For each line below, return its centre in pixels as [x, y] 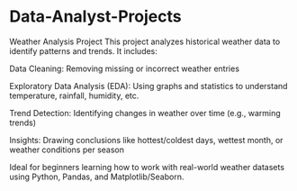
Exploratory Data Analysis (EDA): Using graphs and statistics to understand [148, 86]
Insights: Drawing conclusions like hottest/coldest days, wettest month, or [146, 140]
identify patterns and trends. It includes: [83, 50]
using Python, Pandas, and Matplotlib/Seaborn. [97, 177]
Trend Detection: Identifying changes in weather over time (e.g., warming [145, 113]
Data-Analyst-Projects [95, 17]
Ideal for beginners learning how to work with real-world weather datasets [147, 167]
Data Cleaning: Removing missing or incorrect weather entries [125, 68]
